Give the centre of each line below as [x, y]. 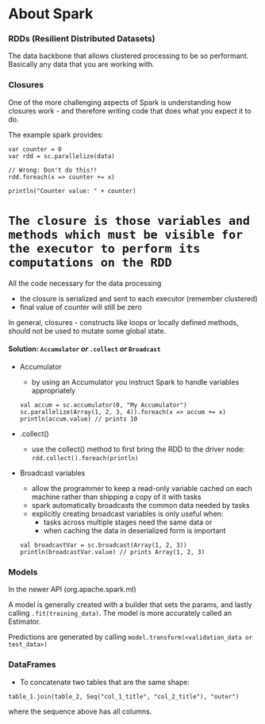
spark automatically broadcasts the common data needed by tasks [140, 505]
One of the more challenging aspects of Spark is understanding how [120, 102]
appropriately [54, 390]
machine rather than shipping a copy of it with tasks [116, 497]
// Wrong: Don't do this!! [53, 170]
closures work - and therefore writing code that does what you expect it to [130, 110]
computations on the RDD [90, 263]
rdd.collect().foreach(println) [85, 458]
